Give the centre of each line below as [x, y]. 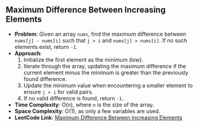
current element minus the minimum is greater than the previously [106, 73]
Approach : [28, 53]
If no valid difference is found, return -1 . [73, 98]
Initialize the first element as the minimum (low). [83, 59]
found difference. [45, 79]
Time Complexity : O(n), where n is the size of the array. [84, 105]
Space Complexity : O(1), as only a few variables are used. [87, 111]
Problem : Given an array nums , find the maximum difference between [100, 34]
